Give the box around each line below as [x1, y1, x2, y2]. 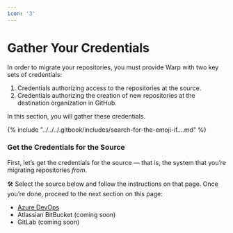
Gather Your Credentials [7, 40, 150, 55]
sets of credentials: [7, 70, 63, 78]
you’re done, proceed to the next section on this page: [7, 189, 163, 198]
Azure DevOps [17, 202, 60, 212]
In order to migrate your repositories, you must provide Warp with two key [7, 63, 219, 71]
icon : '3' [7, 10, 36, 17]
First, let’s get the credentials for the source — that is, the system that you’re [7, 158, 227, 166]
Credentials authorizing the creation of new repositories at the [17, 91, 196, 99]
